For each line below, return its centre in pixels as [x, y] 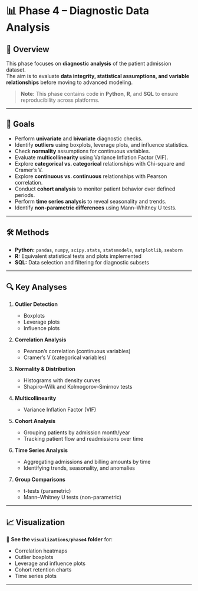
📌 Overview [28, 49]
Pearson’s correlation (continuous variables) [77, 351]
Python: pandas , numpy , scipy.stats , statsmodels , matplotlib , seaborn [99, 250]
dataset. [16, 70]
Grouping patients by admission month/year [77, 432]
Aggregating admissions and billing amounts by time [87, 462]
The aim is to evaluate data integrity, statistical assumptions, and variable [98, 76]
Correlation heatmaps [41, 551]
